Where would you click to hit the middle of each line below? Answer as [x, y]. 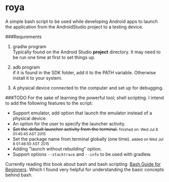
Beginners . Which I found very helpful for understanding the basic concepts [84, 169]
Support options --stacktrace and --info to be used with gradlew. [82, 154]
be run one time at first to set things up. [54, 57]
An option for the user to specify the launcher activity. [69, 124]
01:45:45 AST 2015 [29, 134]
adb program [26, 67]
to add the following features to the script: [49, 103]
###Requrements [24, 37]
